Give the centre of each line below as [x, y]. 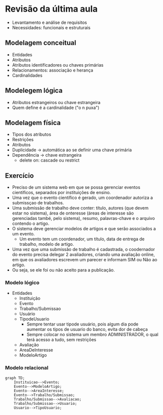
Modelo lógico [22, 283]
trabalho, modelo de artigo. [47, 244]
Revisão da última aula [52, 9]
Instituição [30, 298]
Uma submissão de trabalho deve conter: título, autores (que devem [80, 208]
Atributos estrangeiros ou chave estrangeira [56, 102]
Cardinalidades [27, 75]
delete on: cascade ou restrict [49, 160]
